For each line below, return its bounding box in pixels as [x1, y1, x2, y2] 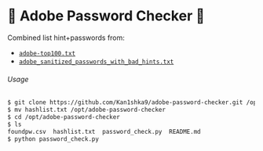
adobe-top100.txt [18, 49, 76, 57]
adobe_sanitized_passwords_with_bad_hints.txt [18, 58, 174, 66]
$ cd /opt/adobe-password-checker [7, 113, 121, 120]
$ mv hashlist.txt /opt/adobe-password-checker [7, 106, 166, 114]
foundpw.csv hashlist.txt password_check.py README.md [7, 128, 201, 135]
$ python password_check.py [7, 135, 100, 143]
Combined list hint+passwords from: [7, 33, 125, 42]
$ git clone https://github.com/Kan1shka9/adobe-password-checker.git [7, 99, 243, 106]
